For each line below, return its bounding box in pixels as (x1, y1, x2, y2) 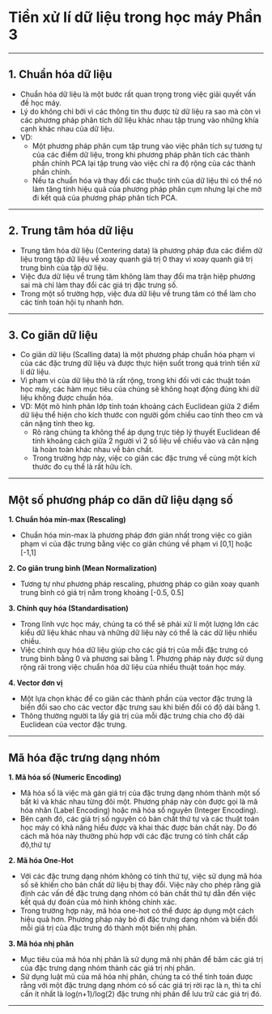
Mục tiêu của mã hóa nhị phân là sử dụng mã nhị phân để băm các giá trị (19, 955, 263, 964)
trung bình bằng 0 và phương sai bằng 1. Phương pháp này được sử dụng (19, 654, 263, 663)
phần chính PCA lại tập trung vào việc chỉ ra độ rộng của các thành (32, 158, 257, 168)
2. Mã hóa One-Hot (8, 856, 74, 865)
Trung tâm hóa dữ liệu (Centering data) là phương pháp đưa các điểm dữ (19, 245, 263, 255)
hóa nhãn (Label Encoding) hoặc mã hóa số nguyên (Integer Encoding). (19, 805, 259, 815)
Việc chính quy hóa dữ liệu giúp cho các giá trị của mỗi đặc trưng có (19, 645, 249, 655)
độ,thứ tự (19, 840, 51, 849)
